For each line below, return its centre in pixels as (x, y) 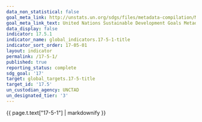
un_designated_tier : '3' (37, 96)
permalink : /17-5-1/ (32, 56)
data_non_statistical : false (43, 12)
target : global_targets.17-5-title (51, 79)
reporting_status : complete (41, 68)
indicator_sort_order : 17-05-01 (47, 46)
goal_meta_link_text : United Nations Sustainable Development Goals (94, 23)
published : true (26, 62)
